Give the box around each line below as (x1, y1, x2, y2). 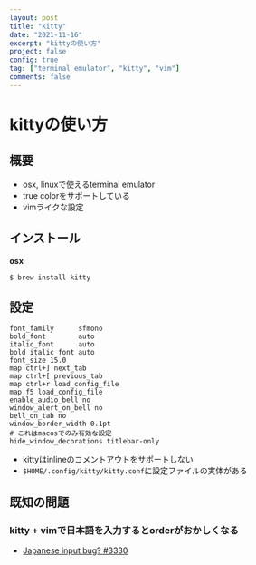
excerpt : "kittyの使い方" (9, 38, 102, 48)
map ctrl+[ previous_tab (9, 372, 103, 381)
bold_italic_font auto (9, 348, 95, 357)
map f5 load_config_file (9, 387, 103, 397)
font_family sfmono (9, 324, 103, 334)
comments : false (9, 73, 71, 82)
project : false (9, 47, 67, 56)
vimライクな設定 (22, 201, 84, 212)
